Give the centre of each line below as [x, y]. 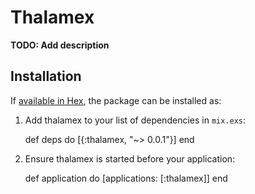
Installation [46, 76]
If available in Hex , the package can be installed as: [116, 100]
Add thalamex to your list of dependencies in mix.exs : [135, 120]
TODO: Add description [60, 45]
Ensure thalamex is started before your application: [130, 158]
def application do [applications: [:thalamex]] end [126, 178]
